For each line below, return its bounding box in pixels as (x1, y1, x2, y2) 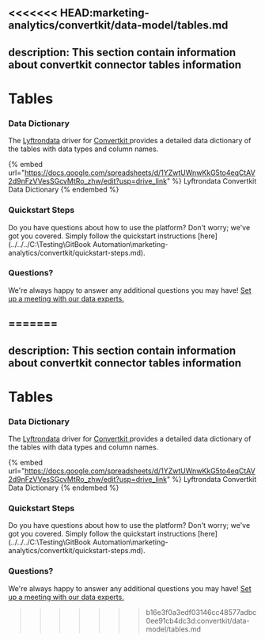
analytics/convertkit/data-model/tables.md (8, 19, 229, 32)
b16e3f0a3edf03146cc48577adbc (146, 607, 257, 616)
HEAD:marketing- (59, 6, 150, 20)
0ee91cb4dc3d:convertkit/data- (146, 616, 250, 625)
